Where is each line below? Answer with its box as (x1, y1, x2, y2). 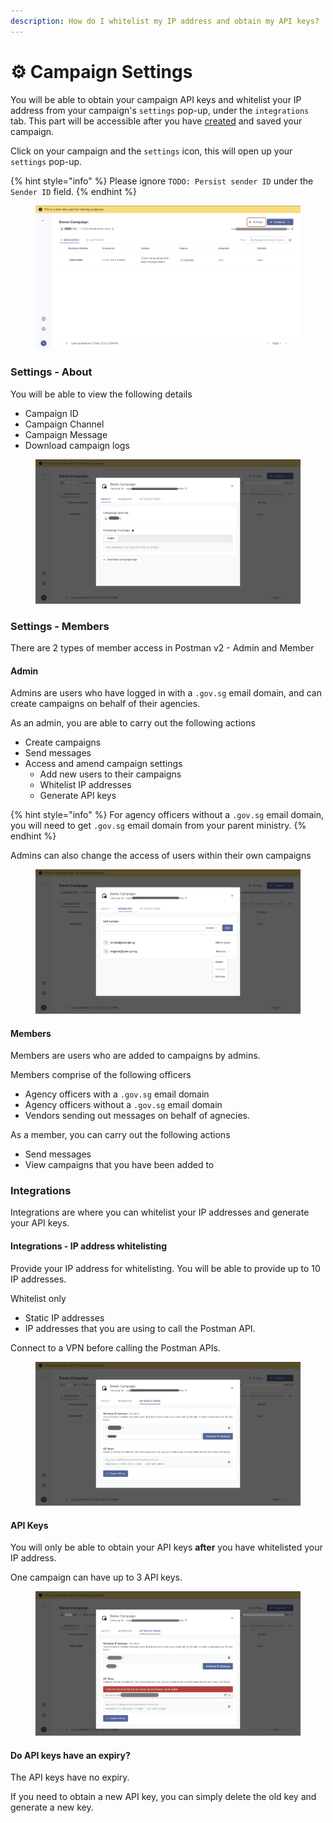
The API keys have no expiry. (10, 1771, 130, 1784)
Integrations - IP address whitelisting (10, 1240, 168, 1252)
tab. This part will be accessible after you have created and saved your (10, 115, 303, 127)
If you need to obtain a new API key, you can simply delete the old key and (10, 1791, 317, 1803)
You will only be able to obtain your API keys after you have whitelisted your (10, 1541, 323, 1554)
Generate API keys (39, 790, 117, 802)
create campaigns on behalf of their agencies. (10, 698, 201, 710)
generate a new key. (10, 1801, 94, 1814)
